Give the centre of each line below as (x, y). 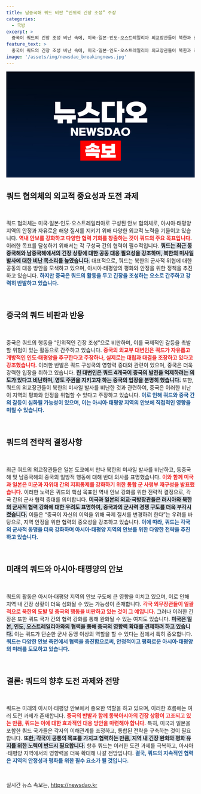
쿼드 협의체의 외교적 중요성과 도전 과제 (72, 196)
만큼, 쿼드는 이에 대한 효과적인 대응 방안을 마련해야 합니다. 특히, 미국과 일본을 (101, 723)
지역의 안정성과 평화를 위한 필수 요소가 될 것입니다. (71, 760)
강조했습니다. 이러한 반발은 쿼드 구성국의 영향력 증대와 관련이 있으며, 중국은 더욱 (100, 365)
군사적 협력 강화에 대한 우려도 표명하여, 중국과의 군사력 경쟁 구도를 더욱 (94, 507)
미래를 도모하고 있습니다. (41, 649)
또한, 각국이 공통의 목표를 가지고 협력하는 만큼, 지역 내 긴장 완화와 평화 (104, 738)
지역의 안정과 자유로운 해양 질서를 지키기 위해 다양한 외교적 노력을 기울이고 (93, 231)
